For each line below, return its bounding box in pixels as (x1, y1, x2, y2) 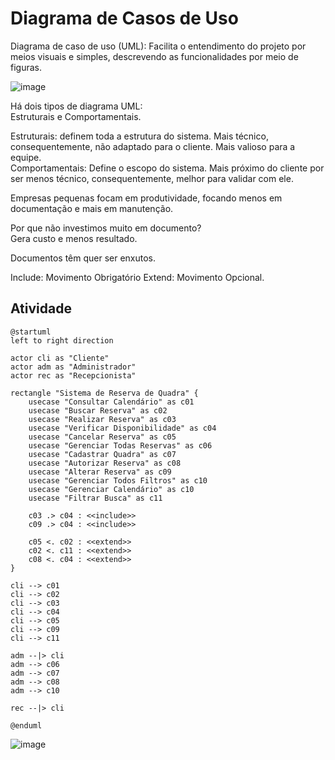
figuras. (10, 61, 42, 73)
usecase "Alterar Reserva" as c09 (28, 467, 172, 477)
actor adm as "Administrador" (10, 362, 137, 372)
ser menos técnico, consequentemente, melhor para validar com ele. (10, 172, 294, 184)
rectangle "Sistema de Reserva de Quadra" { (10, 388, 199, 398)
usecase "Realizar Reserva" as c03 (28, 414, 177, 424)
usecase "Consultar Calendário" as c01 (28, 397, 195, 407)
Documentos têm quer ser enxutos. (10, 252, 157, 264)
